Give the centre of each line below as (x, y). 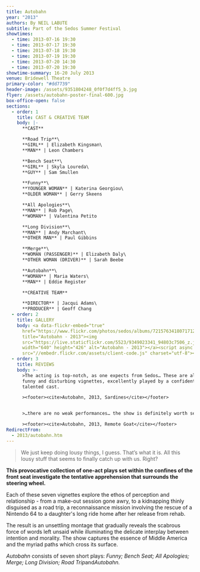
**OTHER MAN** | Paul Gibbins (59, 238)
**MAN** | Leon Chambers (53, 150)
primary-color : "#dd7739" (38, 84)
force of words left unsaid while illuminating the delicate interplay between (97, 531)
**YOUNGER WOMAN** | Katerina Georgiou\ (73, 189)
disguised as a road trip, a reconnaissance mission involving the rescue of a (99, 507)
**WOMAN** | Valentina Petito (59, 216)
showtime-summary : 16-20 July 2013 (50, 73)
